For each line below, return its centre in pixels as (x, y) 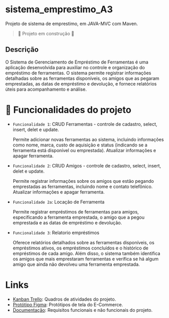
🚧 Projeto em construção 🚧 (46, 33)
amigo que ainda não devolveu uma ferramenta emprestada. (76, 264)
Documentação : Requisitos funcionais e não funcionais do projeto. (82, 310)
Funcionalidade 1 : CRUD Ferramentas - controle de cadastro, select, (85, 124)
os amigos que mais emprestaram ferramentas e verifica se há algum (86, 259)
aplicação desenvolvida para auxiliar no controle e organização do (75, 67)
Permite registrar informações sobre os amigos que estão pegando (83, 181)
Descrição (22, 50)
